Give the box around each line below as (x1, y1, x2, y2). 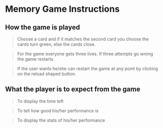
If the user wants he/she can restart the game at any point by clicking (17, 65, 159, 71)
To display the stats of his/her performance (17, 117, 105, 123)
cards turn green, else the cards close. (17, 41, 96, 47)
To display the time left (17, 98, 64, 104)
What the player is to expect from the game (5, 85, 140, 94)
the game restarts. (17, 56, 55, 62)
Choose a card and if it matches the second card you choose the (17, 36, 149, 42)
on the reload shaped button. (17, 71, 76, 77)
